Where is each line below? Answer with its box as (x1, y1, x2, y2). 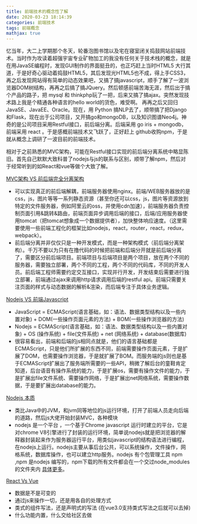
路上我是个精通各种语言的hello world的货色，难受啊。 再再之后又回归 (11, 99, 178, 106)
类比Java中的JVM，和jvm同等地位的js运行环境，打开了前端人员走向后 (14, 407, 184, 414)
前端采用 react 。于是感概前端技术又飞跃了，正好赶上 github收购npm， (6, 128, 178, 135)
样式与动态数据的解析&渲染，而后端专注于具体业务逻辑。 (35, 283, 172, 291)
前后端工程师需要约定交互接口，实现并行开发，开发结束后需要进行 (25, 269, 185, 276)
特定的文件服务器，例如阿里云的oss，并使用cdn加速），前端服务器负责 (14, 202, 184, 209)
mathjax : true (6, 31, 41, 36)
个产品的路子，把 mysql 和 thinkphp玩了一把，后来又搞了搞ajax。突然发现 (6, 92, 185, 99)
